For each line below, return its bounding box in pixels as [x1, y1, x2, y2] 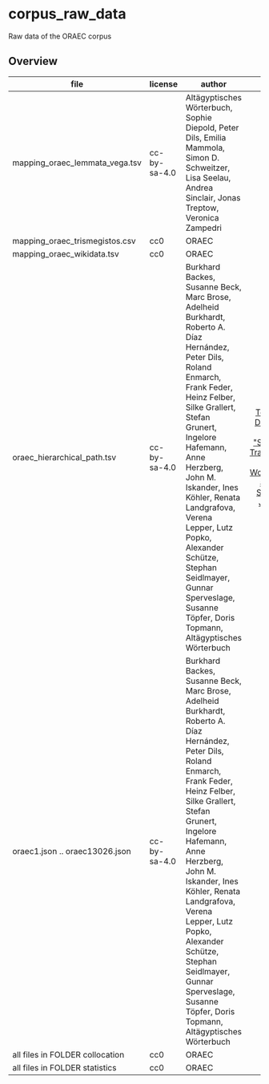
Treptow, [185, 202, 219, 213]
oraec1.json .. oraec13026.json [12, 845, 131, 856]
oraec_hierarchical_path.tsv [12, 451, 117, 463]
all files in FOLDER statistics [12, 1062, 117, 1073]
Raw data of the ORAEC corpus [8, 31, 112, 41]
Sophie [185, 111, 212, 123]
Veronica [185, 212, 219, 223]
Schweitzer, [185, 162, 231, 173]
